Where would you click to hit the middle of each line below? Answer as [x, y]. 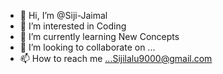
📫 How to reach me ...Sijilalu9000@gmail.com [116, 58]
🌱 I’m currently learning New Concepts [99, 36]
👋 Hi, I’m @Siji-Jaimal [63, 15]
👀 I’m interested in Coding [73, 26]
